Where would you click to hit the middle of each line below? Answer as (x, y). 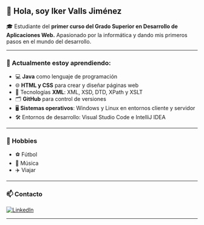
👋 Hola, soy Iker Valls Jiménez (64, 11)
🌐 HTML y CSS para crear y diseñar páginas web (77, 85)
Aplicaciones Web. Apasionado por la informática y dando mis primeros (97, 35)
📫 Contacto (24, 194)
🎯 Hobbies (22, 141)
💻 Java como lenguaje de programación (66, 77)
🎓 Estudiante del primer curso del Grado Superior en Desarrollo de (92, 26)
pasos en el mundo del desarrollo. (49, 41)
